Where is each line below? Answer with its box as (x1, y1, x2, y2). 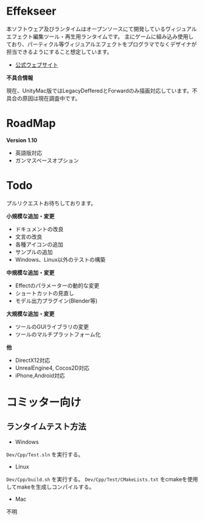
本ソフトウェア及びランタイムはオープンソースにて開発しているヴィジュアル (6, 25, 197, 32)
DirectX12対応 (15, 356, 51, 364)
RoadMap (6, 117, 56, 131)
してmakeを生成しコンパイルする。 (6, 483, 95, 490)
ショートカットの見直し (15, 289, 74, 296)
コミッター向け (6, 395, 82, 409)
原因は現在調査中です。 (22, 95, 81, 102)
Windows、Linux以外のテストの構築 (15, 256, 106, 263)
